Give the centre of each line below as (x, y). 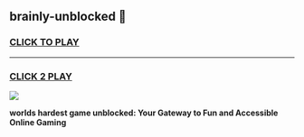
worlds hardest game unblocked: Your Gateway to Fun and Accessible (144, 113)
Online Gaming (38, 122)
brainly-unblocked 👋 (68, 17)
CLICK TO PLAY (44, 42)
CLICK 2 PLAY (41, 76)
